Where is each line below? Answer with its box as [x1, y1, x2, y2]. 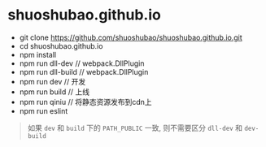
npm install [19, 50, 57, 59]
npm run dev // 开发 [19, 76, 86, 86]
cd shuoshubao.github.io [19, 41, 103, 50]
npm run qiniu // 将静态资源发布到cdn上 [19, 97, 152, 106]
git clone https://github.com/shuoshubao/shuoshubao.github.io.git [19, 32, 243, 42]
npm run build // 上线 [19, 87, 90, 97]
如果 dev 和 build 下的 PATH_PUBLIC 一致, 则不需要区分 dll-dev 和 [27, 123, 243, 132]
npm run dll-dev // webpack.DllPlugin [19, 58, 145, 68]
